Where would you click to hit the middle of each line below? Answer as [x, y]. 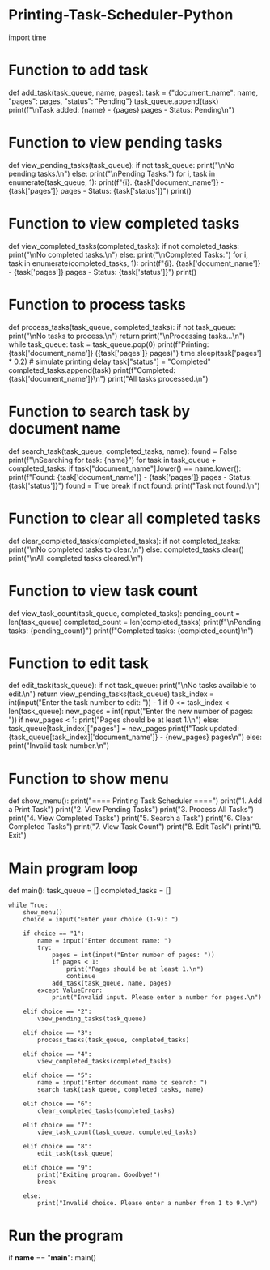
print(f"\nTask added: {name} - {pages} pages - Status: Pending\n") [122, 109]
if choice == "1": [54, 934]
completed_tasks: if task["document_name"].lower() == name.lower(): [124, 468]
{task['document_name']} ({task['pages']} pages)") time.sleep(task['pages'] [135, 353]
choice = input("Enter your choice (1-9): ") [101, 920]
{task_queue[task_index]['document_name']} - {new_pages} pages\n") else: [135, 737]
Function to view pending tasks [116, 143]
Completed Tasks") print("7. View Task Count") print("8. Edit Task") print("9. [135, 827]
